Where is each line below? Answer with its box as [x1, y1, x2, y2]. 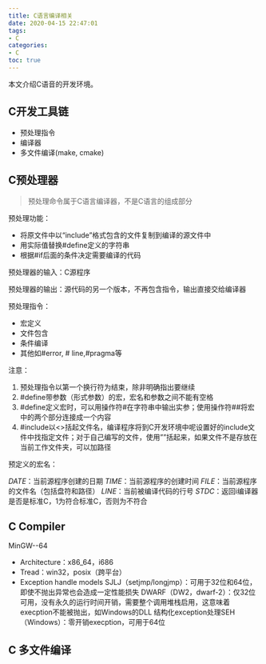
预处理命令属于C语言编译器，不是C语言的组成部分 [27, 196, 193, 206]
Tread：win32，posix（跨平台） [19, 567, 126, 577]
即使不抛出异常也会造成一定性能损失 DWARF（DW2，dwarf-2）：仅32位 [19, 587, 256, 597]
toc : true [8, 57, 42, 65]
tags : [8, 26, 26, 34]
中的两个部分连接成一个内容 [19, 412, 112, 422]
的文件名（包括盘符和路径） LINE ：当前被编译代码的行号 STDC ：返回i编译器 [8, 486, 259, 496]
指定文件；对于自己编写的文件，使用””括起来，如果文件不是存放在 [41, 432, 258, 442]
